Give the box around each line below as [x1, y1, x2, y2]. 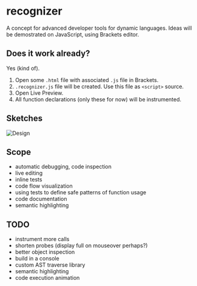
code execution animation [15, 274, 80, 282]
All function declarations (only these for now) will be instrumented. [15, 95, 182, 103]
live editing [15, 169, 43, 177]
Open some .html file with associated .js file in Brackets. [15, 76, 159, 83]
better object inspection [15, 248, 75, 256]
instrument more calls [15, 236, 70, 243]
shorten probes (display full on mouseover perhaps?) [15, 242, 148, 250]
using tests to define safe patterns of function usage [15, 189, 147, 196]
